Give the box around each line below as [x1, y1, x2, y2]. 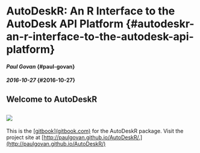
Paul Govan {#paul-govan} [6, 63, 75, 70]
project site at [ [6, 134, 44, 141]
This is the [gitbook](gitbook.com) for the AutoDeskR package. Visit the [6, 127, 184, 134]
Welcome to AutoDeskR [6, 94, 98, 104]
